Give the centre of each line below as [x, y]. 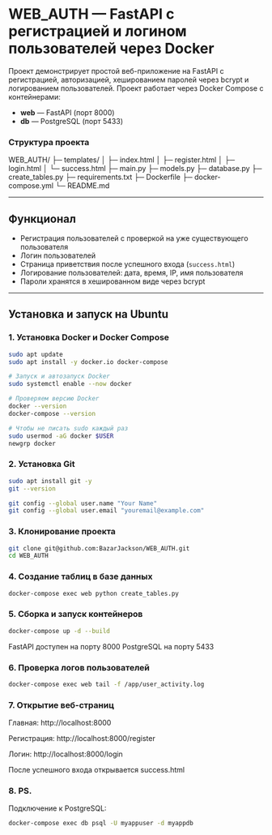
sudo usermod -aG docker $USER [61, 436]
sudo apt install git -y [50, 481]
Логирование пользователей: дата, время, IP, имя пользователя [132, 273]
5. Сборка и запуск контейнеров [76, 614]
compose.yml [31, 186]
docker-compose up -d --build [59, 631]
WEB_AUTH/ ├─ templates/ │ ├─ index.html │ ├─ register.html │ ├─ [122, 160]
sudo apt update [36, 354]
